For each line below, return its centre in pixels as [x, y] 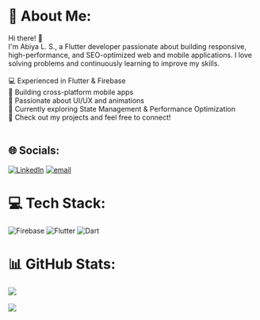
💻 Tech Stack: [57, 203]
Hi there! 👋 [26, 38]
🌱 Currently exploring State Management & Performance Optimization [122, 109]
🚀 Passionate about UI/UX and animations [76, 100]
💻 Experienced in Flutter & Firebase [67, 80]
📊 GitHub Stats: [62, 264]
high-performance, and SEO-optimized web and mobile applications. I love [130, 55]
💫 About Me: [50, 16]
